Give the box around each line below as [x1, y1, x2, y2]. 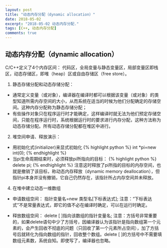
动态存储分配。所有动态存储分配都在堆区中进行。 [12, 123, 113, 129]
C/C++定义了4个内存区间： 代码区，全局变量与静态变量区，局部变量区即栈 [5, 64, 159, 70]
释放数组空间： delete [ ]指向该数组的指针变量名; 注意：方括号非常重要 [12, 213, 157, 219]
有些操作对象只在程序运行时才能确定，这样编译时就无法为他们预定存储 [12, 110, 157, 116]
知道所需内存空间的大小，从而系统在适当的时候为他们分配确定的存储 [16, 98, 157, 104]
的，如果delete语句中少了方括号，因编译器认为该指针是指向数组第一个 [12, 219, 157, 225]
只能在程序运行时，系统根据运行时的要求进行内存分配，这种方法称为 [21, 117, 161, 123]
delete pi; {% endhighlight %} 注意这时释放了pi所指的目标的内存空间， [12, 162, 157, 168]
